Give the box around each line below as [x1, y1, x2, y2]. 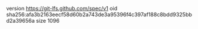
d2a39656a [6, 17, 35, 24]
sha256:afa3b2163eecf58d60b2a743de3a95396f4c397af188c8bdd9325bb [6, 11, 193, 18]
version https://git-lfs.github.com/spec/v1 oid [6, 5, 118, 12]
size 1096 [35, 17, 60, 24]
